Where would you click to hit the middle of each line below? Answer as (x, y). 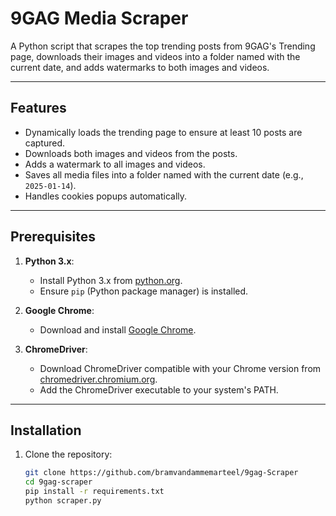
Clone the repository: (68, 454)
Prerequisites (53, 237)
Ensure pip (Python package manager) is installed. (144, 291)
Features (38, 108)
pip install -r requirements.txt (94, 492)
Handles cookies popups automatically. (106, 196)
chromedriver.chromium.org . (98, 379)
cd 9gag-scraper (58, 482)
